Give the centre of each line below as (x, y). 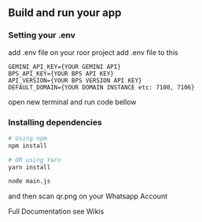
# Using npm (28, 138)
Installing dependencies (55, 122)
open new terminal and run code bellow (72, 102)
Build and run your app (65, 13)
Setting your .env (42, 35)
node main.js (29, 181)
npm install (28, 146)
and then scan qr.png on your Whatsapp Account (88, 196)
